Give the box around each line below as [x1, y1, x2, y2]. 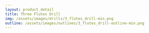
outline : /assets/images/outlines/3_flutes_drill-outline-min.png [5, 20, 145, 26]
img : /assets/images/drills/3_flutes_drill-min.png [5, 16, 113, 21]
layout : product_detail [5, 7, 54, 12]
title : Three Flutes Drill [5, 12, 61, 16]
